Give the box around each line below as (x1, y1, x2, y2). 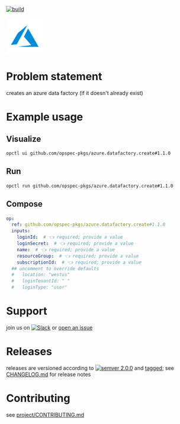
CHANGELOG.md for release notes (6, 371, 91, 378)
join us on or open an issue (6, 324, 93, 331)
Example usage (6, 110, 83, 124)
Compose (6, 199, 43, 209)
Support (6, 305, 47, 318)
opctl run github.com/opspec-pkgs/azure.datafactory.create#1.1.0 (6, 183, 173, 189)
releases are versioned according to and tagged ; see (6, 364, 175, 371)
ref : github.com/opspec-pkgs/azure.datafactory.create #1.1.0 (11, 222, 166, 228)
